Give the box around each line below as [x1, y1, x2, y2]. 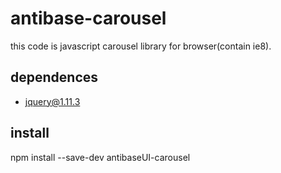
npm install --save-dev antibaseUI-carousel [10, 151, 191, 163]
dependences [10, 69, 99, 86]
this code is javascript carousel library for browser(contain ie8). [10, 40, 272, 52]
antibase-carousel [10, 7, 167, 30]
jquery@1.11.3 [24, 95, 81, 107]
